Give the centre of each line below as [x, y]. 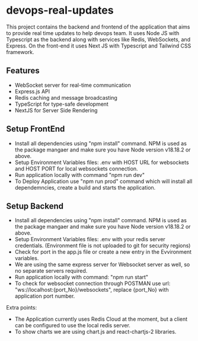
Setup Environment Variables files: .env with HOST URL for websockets [102, 162]
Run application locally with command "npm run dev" [80, 175]
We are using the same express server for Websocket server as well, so [102, 264]
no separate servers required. [51, 271]
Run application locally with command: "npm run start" [82, 277]
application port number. [45, 296]
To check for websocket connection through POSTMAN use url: [92, 283]
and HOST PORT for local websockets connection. [76, 168]
